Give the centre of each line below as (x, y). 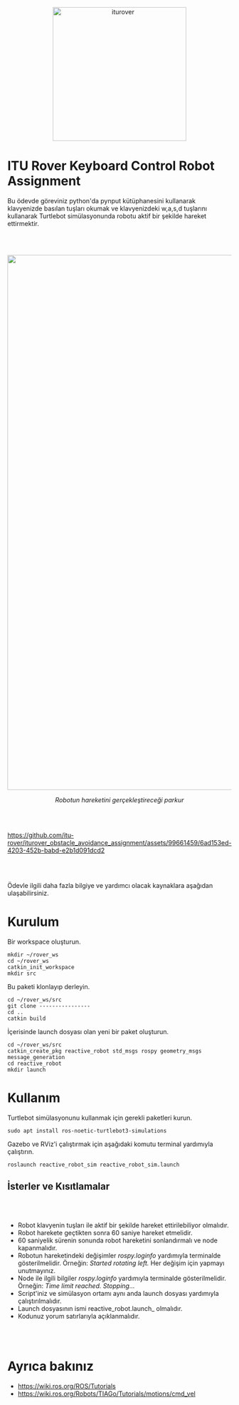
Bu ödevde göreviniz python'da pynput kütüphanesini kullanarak (101, 200)
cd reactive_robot (34, 1063)
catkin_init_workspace (41, 967)
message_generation (36, 1057)
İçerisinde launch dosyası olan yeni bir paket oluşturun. (88, 1031)
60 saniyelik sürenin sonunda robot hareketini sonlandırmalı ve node (118, 1240)
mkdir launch (27, 1070)
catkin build (27, 1018)
